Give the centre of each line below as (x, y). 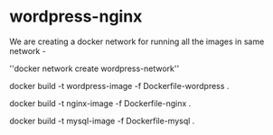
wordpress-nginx (76, 17)
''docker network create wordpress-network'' (94, 68)
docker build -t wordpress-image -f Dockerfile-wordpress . (119, 85)
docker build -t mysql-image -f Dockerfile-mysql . (102, 121)
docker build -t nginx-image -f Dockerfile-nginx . (100, 103)
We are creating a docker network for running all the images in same (137, 41)
